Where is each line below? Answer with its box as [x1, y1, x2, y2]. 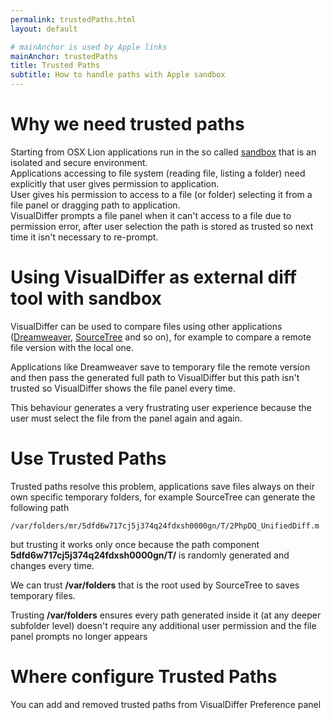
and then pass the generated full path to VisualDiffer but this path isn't [10, 371, 300, 383]
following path [10, 501, 70, 513]
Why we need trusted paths [10, 113, 245, 136]
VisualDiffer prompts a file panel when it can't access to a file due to [10, 209, 292, 221]
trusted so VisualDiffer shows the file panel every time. [10, 382, 236, 394]
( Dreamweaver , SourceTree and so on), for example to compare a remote [10, 331, 312, 343]
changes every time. [10, 559, 95, 571]
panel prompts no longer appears [10, 630, 148, 642]
